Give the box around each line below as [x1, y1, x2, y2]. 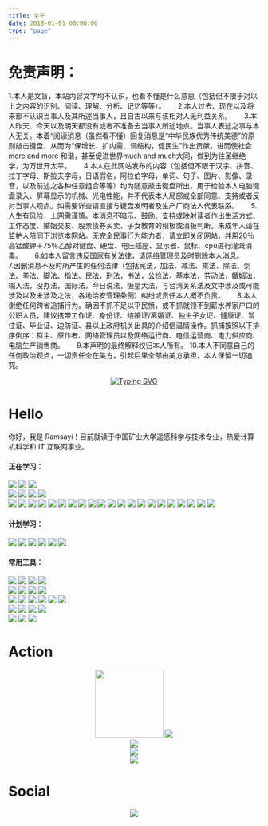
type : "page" [8, 26, 52, 34]
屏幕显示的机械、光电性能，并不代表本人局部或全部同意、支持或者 [35, 191, 253, 200]
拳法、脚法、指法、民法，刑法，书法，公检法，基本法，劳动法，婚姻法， [22, 271, 260, 280]
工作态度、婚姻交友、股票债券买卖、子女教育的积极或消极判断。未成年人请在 [8, 221, 260, 231]
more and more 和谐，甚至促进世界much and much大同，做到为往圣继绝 [8, 151, 246, 160]
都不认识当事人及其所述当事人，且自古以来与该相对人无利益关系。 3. [14, 111, 251, 121]
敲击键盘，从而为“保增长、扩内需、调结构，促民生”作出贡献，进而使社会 [14, 141, 253, 151]
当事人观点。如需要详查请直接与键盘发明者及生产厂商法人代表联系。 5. [14, 201, 258, 211]
